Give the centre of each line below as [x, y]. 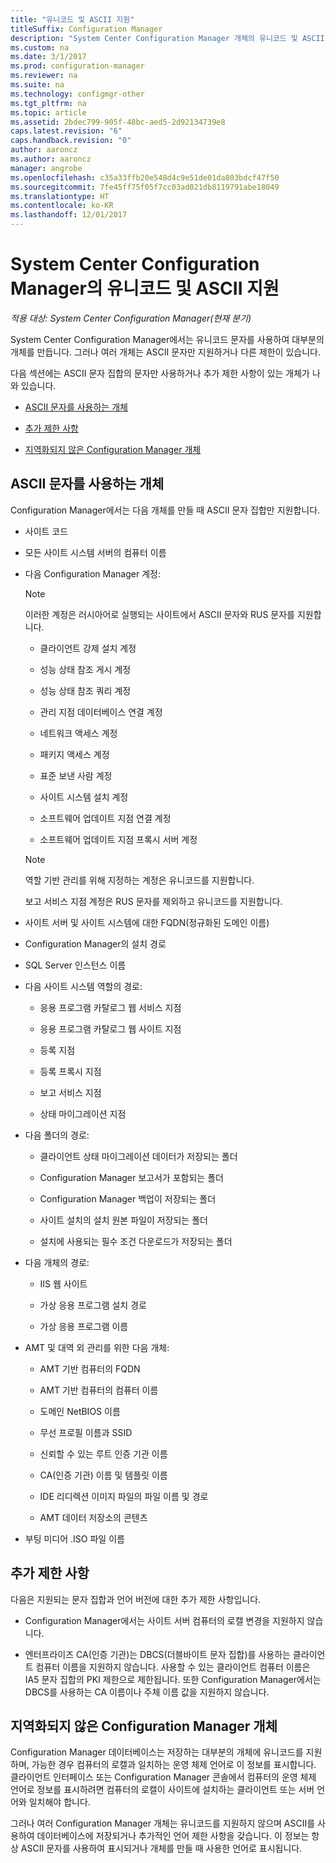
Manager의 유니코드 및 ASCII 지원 [145, 288]
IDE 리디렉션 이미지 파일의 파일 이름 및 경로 [124, 1496]
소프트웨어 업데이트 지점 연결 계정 [105, 818]
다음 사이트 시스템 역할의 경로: [83, 986]
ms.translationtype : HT [60, 196]
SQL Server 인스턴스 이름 [75, 965]
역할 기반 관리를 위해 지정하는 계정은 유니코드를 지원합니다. [139, 880]
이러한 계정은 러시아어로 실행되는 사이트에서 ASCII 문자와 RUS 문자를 [159, 614]
